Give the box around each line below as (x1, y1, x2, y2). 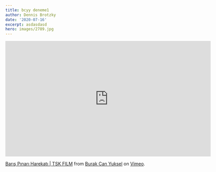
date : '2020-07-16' (5, 17, 47, 22)
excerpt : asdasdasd (5, 22, 47, 27)
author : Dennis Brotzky (5, 12, 56, 17)
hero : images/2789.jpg (5, 27, 54, 32)
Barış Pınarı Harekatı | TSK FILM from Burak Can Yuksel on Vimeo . (5, 161, 145, 167)
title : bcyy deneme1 (5, 7, 50, 13)
